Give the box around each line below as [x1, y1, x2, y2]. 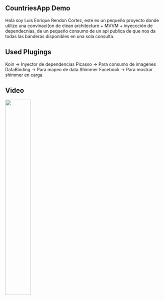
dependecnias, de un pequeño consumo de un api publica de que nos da [5, 28, 156, 34]
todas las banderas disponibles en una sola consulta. [5, 33, 114, 39]
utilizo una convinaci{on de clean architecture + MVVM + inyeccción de [5, 23, 153, 29]
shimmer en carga [5, 72, 42, 78]
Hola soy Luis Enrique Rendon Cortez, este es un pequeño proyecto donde [5, 17, 159, 23]
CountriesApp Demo [5, 4, 70, 13]
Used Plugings [5, 48, 51, 57]
